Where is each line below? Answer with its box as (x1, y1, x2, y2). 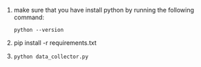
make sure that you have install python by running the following (13, 6, 195, 14)
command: (13, 13, 45, 21)
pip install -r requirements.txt (13, 39, 97, 47)
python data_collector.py (13, 53, 88, 60)
